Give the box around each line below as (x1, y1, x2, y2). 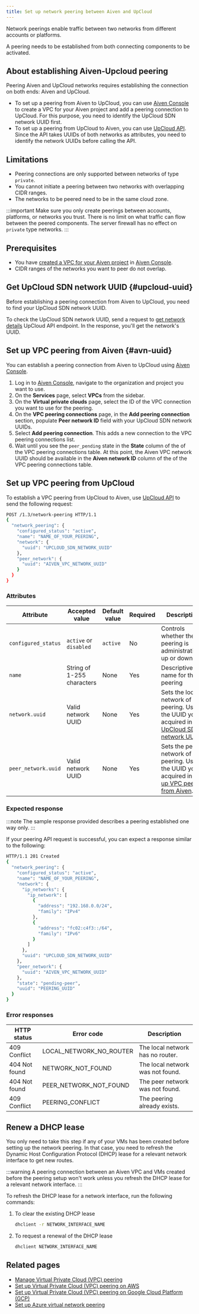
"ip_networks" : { (21, 887, 65, 893)
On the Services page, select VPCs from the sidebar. (14, 392, 145, 399)
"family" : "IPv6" (37, 931, 81, 936)
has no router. (139, 1051, 178, 1059)
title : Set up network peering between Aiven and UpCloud (6, 8, 152, 15)
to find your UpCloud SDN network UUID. (6, 304, 107, 311)
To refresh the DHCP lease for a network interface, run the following (6, 1192, 173, 1200)
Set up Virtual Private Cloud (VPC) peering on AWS (14, 1282, 140, 1289)
